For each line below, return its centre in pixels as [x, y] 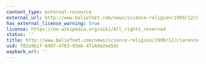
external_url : [25, 18]
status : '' [20, 35]
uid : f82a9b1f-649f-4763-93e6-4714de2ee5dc [63, 46]
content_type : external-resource [49, 12]
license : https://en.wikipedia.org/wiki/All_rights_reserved [86, 29]
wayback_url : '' [27, 52]
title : [15, 40]
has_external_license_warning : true [53, 23]
